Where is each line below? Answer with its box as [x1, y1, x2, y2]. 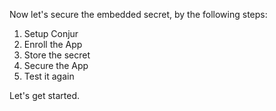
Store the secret [23, 49, 91, 61]
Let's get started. [9, 90, 81, 101]
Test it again [23, 70, 75, 82]
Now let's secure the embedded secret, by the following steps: [9, 9, 268, 20]
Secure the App [23, 60, 89, 71]
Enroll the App [23, 39, 83, 50]
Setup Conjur [23, 28, 79, 39]
